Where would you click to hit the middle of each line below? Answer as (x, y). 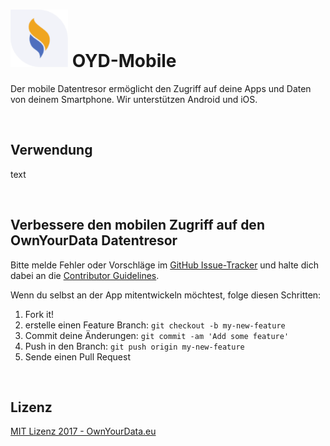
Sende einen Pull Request (77, 356)
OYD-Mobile (124, 61)
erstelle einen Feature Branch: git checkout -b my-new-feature (155, 325)
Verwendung (51, 150)
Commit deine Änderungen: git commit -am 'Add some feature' (157, 335)
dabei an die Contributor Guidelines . (85, 275)
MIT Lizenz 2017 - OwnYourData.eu (83, 431)
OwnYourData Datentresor (94, 240)
